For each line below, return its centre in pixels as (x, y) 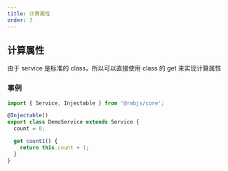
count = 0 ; (29, 129)
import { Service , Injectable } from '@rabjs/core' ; (86, 103)
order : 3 (20, 20)
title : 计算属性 (29, 14)
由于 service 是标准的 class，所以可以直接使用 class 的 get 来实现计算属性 (114, 68)
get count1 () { (36, 141)
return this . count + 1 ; (55, 147)
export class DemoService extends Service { (73, 122)
